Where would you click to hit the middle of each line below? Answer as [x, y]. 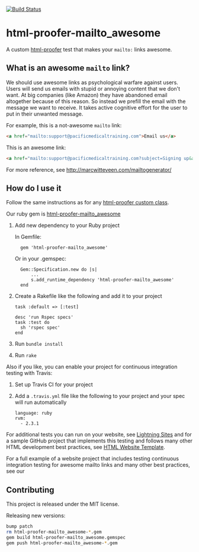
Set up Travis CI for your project [54, 384]
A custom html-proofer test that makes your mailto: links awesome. [89, 49]
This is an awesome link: [36, 147]
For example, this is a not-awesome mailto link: [64, 125]
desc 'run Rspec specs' [44, 317]
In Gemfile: [28, 237]
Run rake [25, 355]
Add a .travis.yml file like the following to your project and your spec [100, 396]
